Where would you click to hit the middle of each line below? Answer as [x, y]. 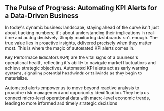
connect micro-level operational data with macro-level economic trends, [78, 98]
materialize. [17, 78]
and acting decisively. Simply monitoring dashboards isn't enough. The [86, 37]
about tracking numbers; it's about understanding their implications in [75, 32]
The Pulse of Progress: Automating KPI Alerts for [81, 8]
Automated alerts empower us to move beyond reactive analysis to [72, 88]
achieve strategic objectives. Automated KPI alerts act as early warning [77, 68]
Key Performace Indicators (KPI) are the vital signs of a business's [72, 57]
